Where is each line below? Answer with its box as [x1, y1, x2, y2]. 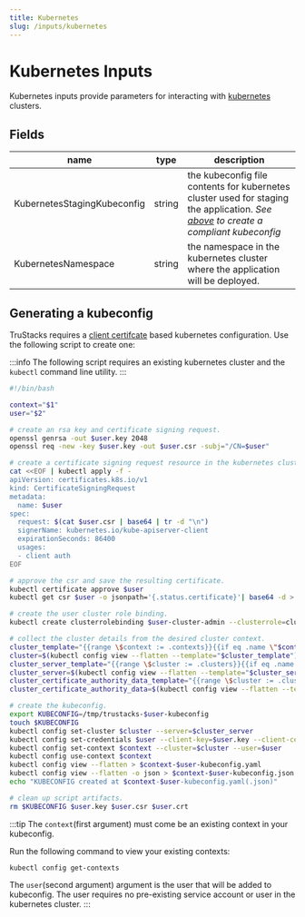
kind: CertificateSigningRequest [9, 483, 136, 493]
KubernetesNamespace [14, 258, 115, 271]
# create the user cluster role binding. [9, 609, 169, 618]
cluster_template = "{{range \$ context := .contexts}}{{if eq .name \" [9, 642, 279, 652]
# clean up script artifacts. [9, 794, 124, 803]
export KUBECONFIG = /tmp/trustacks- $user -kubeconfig [9, 710, 209, 719]
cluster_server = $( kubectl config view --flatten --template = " [9, 668, 250, 677]
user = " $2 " [9, 409, 47, 418]
